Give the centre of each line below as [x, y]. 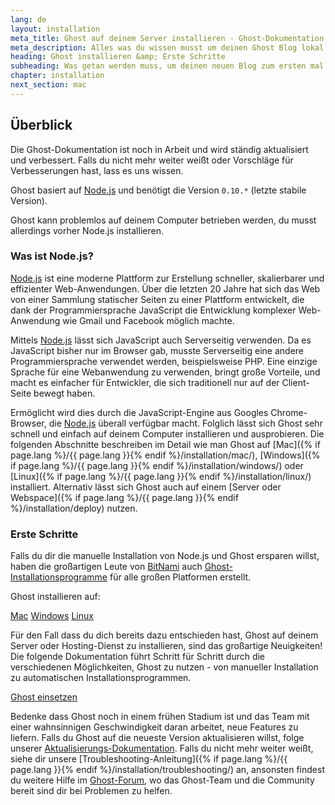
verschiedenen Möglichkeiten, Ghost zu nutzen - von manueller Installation [164, 667]
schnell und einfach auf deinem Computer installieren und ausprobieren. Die [167, 433]
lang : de [28, 19]
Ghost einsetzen [44, 697]
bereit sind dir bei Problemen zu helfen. [91, 791]
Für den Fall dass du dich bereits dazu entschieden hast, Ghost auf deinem [164, 635]
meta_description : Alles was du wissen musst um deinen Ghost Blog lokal [167, 47]
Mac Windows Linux [52, 616]
